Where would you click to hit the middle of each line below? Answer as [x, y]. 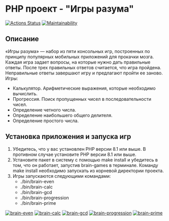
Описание [22, 39]
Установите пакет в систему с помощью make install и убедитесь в [85, 160]
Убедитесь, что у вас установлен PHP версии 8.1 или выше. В [79, 149]
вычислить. [25, 93]
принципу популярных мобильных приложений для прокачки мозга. [80, 57]
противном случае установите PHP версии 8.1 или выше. [74, 154]
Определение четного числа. [44, 109]
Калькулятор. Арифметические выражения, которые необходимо [84, 88]
